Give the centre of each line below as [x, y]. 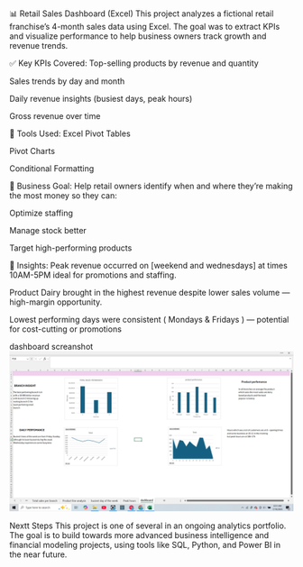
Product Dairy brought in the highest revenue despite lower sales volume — [150, 293]
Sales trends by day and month [67, 81]
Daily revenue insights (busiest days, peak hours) [101, 99]
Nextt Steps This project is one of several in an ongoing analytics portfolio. [148, 526]
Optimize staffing [41, 213]
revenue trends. [39, 46]
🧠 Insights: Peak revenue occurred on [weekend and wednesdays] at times [149, 265]
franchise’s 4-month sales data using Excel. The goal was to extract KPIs [145, 27]
